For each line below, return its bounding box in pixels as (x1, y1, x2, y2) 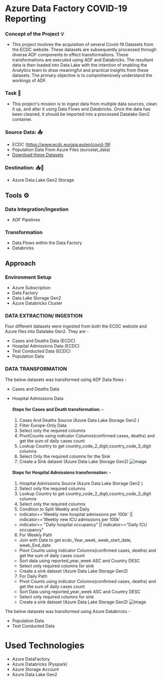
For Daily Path (19, 573, 48, 579)
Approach (5, 259, 36, 267)
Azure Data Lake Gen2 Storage (12, 177, 74, 183)
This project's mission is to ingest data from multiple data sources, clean (12, 100, 157, 107)
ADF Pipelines (12, 217, 40, 223)
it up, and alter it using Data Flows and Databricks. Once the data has (12, 106, 151, 112)
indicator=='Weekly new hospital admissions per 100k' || (19, 512, 133, 517)
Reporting (5, 13, 46, 24)
